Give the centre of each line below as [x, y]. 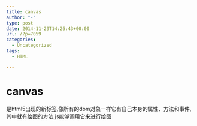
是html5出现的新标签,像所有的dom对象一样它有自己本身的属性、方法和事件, [99, 109]
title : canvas [24, 12]
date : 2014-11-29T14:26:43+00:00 [48, 28]
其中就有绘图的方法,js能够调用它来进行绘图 [59, 116]
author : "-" [21, 17]
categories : [21, 40]
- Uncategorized [32, 46]
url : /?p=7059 [24, 34]
